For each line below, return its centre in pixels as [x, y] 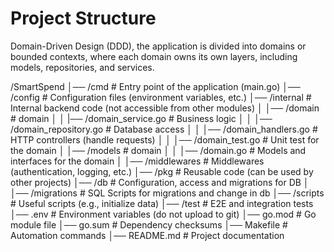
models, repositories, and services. [82, 67]
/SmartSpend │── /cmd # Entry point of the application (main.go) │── [155, 86]
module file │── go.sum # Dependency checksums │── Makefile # [149, 224]
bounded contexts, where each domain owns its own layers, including [154, 56]
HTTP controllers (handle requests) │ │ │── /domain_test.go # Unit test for [165, 139]
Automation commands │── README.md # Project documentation [147, 235]
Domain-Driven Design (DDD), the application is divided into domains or [158, 46]
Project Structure [83, 18]
